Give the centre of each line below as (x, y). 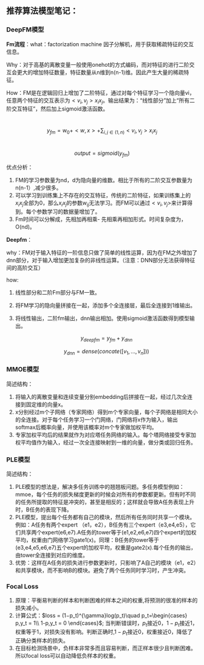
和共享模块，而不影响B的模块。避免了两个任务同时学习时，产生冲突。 (102, 570)
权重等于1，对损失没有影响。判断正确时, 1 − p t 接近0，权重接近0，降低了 (104, 632)
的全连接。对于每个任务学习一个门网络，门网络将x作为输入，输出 (96, 419)
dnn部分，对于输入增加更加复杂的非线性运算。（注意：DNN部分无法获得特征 (101, 260)
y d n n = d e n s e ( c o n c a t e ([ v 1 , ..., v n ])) (107, 352)
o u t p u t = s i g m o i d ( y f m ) (102, 154)
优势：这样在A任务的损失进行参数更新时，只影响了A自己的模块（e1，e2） (106, 563)
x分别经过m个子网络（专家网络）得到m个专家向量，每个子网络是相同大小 (106, 412)
